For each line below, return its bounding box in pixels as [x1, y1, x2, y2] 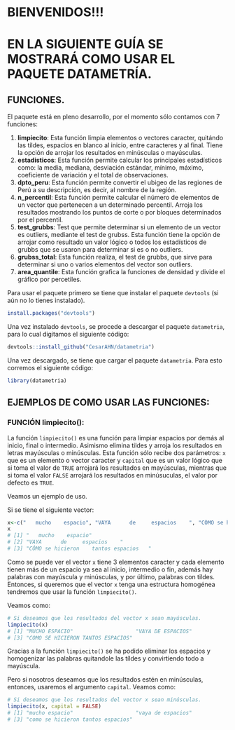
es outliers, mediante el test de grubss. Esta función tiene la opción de [17, 231, 220, 239]
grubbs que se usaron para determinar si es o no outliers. [17, 245, 183, 254]
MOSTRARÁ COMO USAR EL [7, 51, 176, 67]
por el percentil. [17, 215, 64, 224]
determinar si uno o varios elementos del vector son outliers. [17, 260, 193, 269]
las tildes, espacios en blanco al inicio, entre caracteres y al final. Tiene [17, 141, 223, 149]
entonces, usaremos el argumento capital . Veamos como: [7, 683, 176, 691]
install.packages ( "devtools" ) [7, 310, 96, 317]
